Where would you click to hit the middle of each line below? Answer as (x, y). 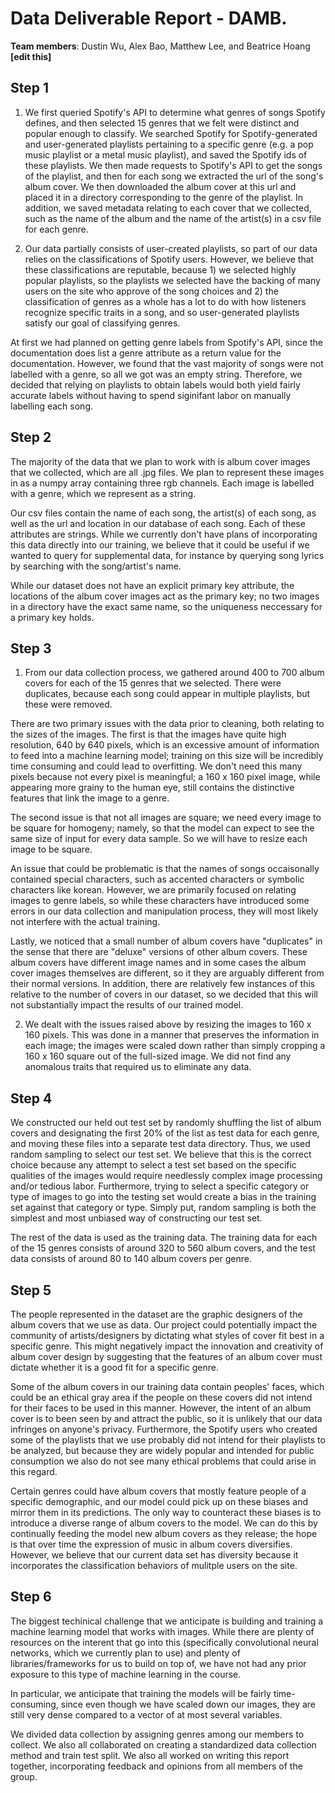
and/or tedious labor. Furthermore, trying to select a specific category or (160, 1186)
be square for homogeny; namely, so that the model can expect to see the (162, 828)
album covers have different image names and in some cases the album (158, 963)
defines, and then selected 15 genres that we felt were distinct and (162, 123)
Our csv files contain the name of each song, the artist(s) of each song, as (163, 513)
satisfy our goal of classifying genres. (102, 323)
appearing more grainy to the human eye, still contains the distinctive (152, 788)
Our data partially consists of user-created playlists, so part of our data (171, 248)
